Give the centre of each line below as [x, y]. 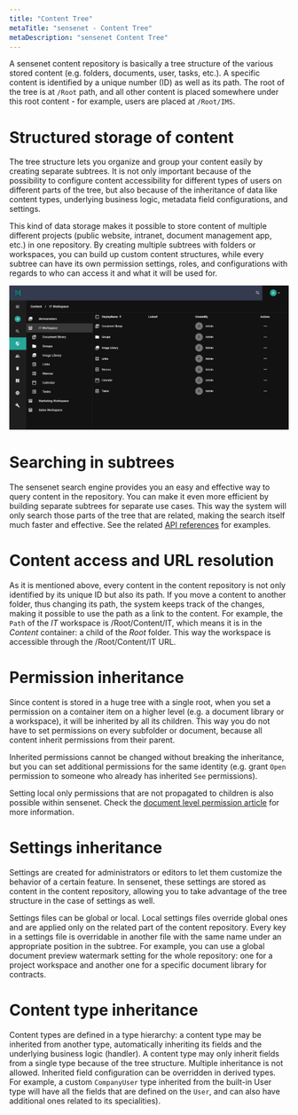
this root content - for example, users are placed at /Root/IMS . [122, 101]
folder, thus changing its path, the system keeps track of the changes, [137, 604]
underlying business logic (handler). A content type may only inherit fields [144, 1053]
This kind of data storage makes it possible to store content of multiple [138, 226]
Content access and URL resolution [142, 561]
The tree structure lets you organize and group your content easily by [136, 162]
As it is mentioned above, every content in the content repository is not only [148, 585]
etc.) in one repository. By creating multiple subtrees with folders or [133, 245]
